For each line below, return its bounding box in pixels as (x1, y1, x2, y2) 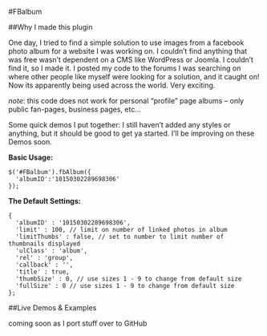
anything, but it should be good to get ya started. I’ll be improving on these (8, 128, 255, 138)
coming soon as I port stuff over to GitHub (8, 318, 148, 328)
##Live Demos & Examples (8, 303, 97, 312)
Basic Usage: (8, 152, 54, 162)
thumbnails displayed (8, 240, 81, 248)
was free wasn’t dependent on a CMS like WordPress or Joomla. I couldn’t (8, 55, 254, 64)
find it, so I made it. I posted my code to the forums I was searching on (8, 63, 241, 73)
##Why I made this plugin (8, 22, 93, 31)
